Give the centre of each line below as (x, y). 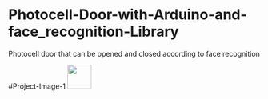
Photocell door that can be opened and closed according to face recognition (134, 53)
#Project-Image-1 (37, 86)
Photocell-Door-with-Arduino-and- (128, 15)
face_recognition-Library (94, 32)
